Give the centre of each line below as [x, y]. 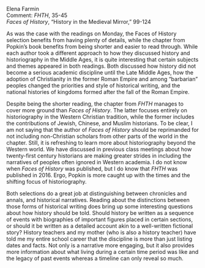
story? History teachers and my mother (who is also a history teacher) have [101, 232]
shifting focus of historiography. [47, 182]
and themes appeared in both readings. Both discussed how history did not [101, 66]
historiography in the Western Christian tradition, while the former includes [100, 117]
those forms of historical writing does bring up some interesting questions [100, 206]
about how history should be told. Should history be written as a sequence [100, 213]
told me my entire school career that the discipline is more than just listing [99, 239]
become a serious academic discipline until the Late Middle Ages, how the [100, 72]
